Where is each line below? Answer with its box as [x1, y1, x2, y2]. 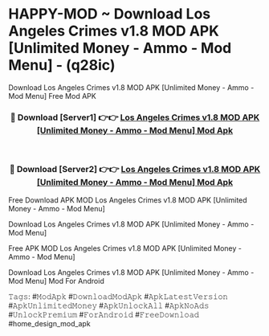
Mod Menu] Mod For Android [8, 276, 104, 285]
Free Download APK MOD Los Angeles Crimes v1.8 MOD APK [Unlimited [8, 195, 247, 205]
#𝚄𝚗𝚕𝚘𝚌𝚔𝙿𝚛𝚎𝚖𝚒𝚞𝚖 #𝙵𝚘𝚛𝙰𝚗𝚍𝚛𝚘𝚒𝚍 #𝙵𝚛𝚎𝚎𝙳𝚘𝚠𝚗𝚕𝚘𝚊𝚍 [8, 309, 199, 319]
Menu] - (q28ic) [8, 56, 116, 75]
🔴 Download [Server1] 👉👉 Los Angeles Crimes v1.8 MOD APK [10, 112, 260, 123]
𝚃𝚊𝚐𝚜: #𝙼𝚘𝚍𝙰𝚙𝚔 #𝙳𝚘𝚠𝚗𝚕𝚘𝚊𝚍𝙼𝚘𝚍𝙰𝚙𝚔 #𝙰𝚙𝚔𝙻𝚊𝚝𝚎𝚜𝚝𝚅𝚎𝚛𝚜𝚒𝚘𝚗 [8, 291, 229, 301]
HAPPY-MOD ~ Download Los [8, 5, 211, 23]
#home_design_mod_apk [8, 318, 91, 328]
